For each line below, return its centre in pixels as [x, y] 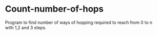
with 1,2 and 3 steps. [26, 27]
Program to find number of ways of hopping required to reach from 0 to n [79, 22]
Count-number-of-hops [54, 9]
